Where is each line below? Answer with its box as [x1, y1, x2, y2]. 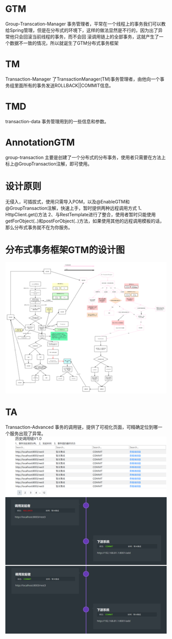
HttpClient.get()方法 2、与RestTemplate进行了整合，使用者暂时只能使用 [5, 211, 156, 217]
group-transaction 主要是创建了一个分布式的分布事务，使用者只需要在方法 [5, 154, 162, 160]
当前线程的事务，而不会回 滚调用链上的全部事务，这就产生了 [32, 33, 159, 40]
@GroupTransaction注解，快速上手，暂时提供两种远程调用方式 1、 [5, 205, 145, 211]
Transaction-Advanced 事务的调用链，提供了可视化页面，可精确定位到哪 [5, 424, 158, 430]
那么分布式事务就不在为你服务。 [5, 224, 73, 230]
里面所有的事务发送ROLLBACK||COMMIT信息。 [14, 82, 114, 88]
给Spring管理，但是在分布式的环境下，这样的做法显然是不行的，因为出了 [5, 27, 159, 33]
